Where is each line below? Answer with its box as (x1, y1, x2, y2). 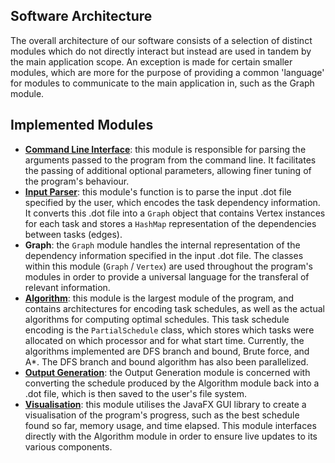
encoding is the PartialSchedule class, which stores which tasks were (24, 324, 315, 336)
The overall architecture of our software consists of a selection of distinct (10, 34, 313, 46)
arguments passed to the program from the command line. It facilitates (24, 154, 317, 166)
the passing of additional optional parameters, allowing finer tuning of (24, 164, 312, 176)
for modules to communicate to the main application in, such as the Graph (10, 77, 315, 89)
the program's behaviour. (24, 175, 130, 187)
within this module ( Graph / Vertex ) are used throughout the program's (24, 260, 314, 272)
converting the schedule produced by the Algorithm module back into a (24, 377, 320, 389)
